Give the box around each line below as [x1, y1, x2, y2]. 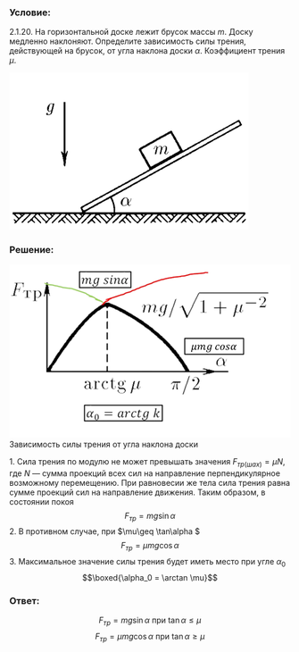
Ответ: [9, 595, 40, 606]
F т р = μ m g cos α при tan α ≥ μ [95, 631, 205, 644]
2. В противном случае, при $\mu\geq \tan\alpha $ [9, 526, 201, 537]
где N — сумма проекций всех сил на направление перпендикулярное [9, 467, 281, 479]
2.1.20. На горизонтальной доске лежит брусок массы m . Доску [9, 27, 253, 38]
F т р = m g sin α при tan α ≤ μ [98, 614, 202, 628]
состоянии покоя [9, 496, 74, 506]
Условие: [9, 6, 51, 19]
